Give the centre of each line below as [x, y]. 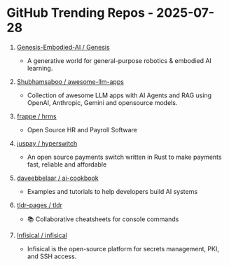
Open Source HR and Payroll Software [82, 129]
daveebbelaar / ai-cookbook [57, 178]
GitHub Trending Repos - [80, 13]
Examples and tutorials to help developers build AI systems [112, 191]
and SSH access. [52, 256]
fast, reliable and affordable [67, 164]
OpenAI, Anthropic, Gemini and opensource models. [102, 102]
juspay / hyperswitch [47, 143]
